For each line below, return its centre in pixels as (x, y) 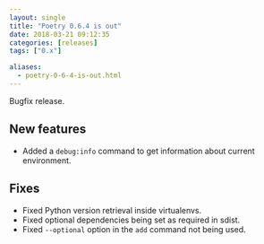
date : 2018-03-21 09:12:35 (60, 34)
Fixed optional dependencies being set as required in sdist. (131, 220)
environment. (47, 160)
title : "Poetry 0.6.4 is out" (66, 26)
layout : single (38, 17)
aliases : (26, 67)
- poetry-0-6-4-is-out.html (70, 76)
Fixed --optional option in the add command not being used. (134, 229)
